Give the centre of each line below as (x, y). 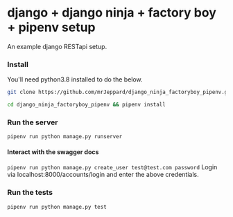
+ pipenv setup (51, 27)
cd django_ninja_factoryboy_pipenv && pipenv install (87, 105)
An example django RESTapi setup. (57, 46)
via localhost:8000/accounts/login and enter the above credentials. (103, 175)
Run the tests (30, 193)
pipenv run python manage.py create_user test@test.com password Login (112, 167)
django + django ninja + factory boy (112, 13)
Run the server (33, 122)
